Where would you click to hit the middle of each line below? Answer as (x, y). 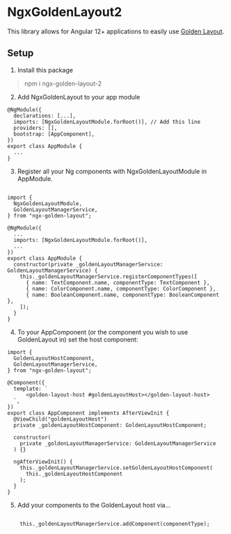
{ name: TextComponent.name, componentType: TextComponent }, (118, 282)
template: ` (31, 389)
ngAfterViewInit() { (43, 462)
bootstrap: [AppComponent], (54, 134)
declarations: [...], (45, 115)
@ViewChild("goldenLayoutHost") (61, 419)
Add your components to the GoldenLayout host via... (94, 505)
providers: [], (35, 128)
